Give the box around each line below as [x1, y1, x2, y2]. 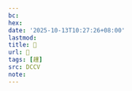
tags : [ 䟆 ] [8, 56, 43, 64]
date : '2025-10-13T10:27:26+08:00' [8, 26, 126, 34]
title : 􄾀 [8, 41, 37, 49]
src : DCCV [8, 63, 41, 71]
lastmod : [8, 33, 37, 42]
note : [8, 70, 26, 78]
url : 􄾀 [8, 48, 30, 56]
